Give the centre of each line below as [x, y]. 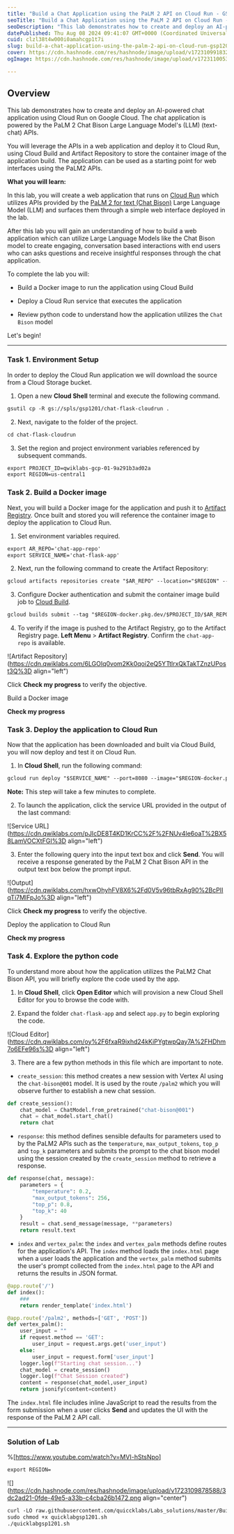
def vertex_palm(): [36, 1324]
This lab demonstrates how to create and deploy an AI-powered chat [106, 110]
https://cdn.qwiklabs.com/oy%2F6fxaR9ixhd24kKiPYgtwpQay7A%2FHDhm [118, 1041]
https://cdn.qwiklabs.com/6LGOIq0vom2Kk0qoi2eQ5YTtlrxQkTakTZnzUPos [118, 664]
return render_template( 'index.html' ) [76, 1306]
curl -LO [20, 1511]
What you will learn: [37, 181]
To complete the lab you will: [48, 274]
